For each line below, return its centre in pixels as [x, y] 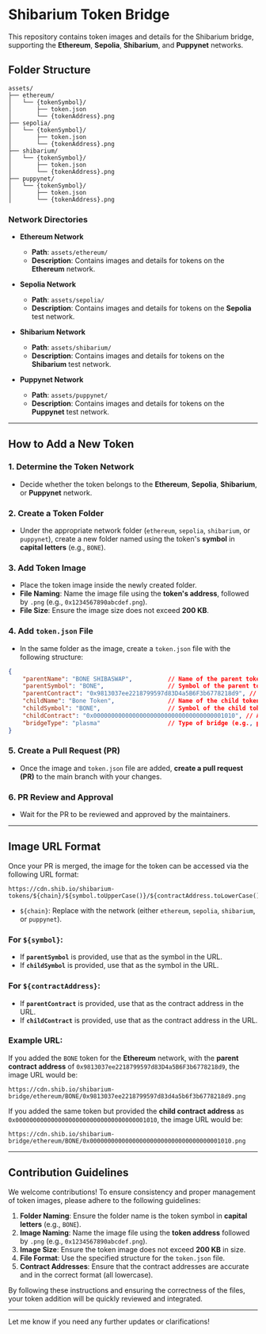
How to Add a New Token [71, 444]
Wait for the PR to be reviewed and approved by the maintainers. [125, 815]
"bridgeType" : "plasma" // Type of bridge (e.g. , [138, 723]
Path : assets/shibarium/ [72, 348]
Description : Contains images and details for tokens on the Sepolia [141, 308]
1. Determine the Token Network [71, 467]
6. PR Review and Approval [61, 797]
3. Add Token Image [47, 568]
